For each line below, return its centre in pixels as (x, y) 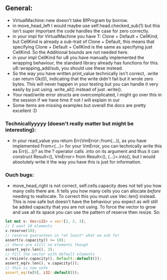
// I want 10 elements (29, 226)
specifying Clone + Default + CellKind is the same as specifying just (82, 46)
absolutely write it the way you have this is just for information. (77, 162)
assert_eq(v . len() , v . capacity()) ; (42, 263)
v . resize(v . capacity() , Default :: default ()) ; (53, 259)
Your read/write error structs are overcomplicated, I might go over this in (87, 94)
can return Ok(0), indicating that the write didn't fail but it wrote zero (83, 78)
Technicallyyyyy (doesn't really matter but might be (69, 123)
